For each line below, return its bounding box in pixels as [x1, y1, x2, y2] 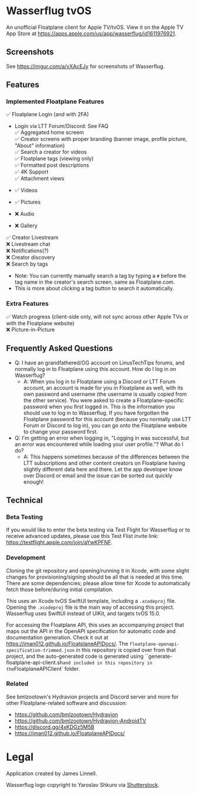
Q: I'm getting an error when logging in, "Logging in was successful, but [14, 434, 189, 441]
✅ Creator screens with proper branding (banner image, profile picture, [14, 136, 187, 143]
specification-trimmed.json [6, 647, 75, 653]
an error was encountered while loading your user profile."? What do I [14, 441, 183, 448]
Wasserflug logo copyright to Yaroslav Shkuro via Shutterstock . [6, 781, 160, 788]
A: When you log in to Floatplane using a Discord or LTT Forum [23, 378, 175, 385]
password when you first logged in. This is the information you [23, 403, 175, 410]
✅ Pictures [14, 199, 41, 206]
